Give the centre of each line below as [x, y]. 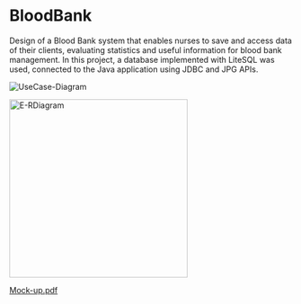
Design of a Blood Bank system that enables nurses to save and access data [150, 40]
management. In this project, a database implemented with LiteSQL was [142, 59]
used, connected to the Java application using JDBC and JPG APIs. [134, 69]
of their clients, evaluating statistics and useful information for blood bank [146, 49]
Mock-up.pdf [34, 290]
